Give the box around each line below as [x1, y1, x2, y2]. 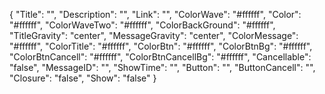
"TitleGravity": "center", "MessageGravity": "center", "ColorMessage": [9, 30, 299, 41]
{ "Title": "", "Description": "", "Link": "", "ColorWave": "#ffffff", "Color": [9, 9, 302, 20]
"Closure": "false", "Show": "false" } [9, 72, 157, 84]
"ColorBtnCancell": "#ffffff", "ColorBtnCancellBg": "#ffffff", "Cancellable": [9, 51, 312, 63]
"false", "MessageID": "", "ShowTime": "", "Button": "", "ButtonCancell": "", [9, 62, 316, 73]
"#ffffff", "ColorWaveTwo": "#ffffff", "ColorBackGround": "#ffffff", [9, 19, 276, 31]
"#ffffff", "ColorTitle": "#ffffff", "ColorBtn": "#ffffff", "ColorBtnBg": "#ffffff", [9, 40, 313, 52]
